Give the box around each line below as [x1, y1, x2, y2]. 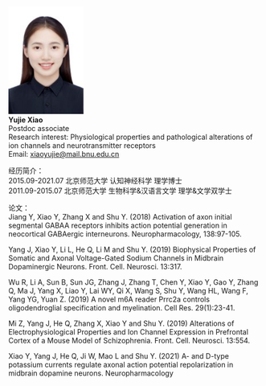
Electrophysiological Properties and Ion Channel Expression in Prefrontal [8, 327, 249, 337]
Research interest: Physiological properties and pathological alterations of [8, 132, 253, 142]
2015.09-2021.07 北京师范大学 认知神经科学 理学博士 [8, 176, 182, 186]
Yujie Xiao [8, 115, 43, 125]
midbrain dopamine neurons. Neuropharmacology [8, 368, 174, 378]
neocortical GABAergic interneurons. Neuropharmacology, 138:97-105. [8, 229, 243, 239]
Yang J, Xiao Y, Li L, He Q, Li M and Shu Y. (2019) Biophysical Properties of [8, 244, 256, 255]
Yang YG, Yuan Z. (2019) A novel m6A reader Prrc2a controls [8, 294, 211, 304]
